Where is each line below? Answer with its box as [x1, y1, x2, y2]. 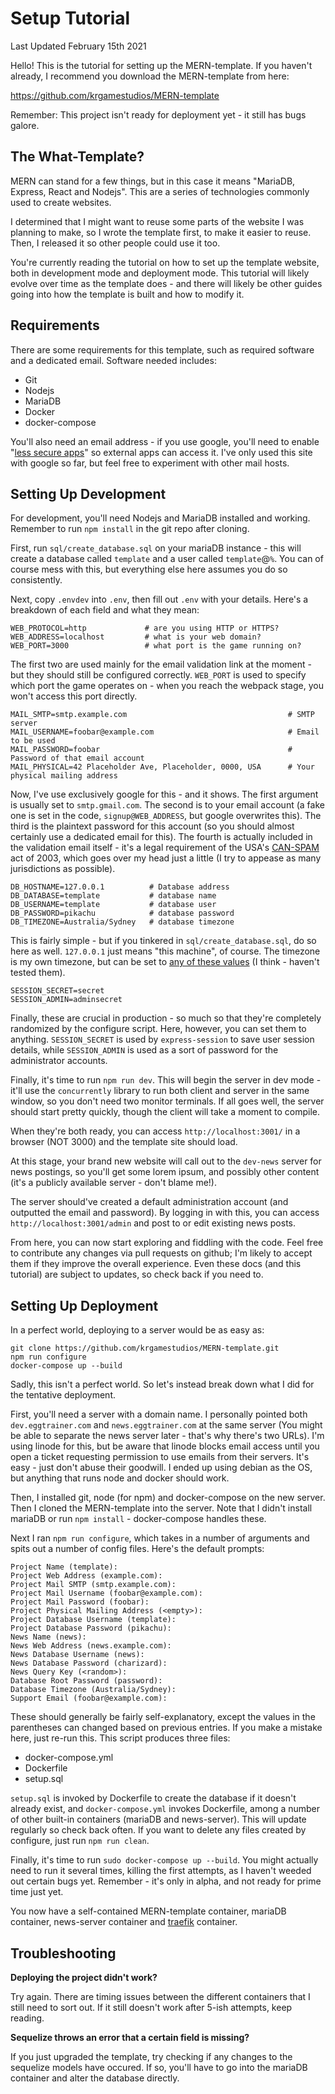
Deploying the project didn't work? [10, 1972, 158, 1983]
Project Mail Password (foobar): [10, 1597, 150, 1607]
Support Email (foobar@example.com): [10, 1693, 168, 1704]
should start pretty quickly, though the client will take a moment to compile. [10, 1106, 320, 1118]
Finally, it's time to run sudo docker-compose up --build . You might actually [10, 1854, 319, 1866]
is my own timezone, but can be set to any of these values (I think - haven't [10, 956, 320, 968]
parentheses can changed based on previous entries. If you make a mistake [10, 1722, 323, 1734]
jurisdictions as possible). [10, 863, 116, 875]
